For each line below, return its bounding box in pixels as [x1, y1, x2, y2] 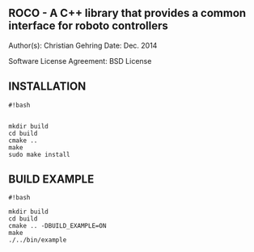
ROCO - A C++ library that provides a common [8, 6, 247, 20]
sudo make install [8, 150, 70, 158]
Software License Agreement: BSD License [8, 56, 152, 65]
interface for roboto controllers [8, 19, 168, 33]
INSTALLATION [8, 80, 87, 94]
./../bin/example [8, 236, 67, 245]
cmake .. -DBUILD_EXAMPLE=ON [8, 222, 107, 230]
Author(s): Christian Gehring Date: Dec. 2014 [8, 40, 158, 50]
